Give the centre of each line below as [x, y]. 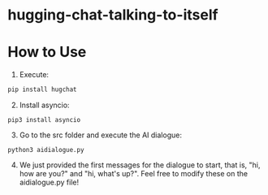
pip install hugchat [43, 90]
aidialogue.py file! [49, 182]
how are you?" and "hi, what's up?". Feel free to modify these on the [134, 173]
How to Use [47, 52]
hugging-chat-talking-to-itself [113, 15]
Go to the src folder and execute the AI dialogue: [100, 135]
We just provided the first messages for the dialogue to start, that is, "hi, [140, 165]
